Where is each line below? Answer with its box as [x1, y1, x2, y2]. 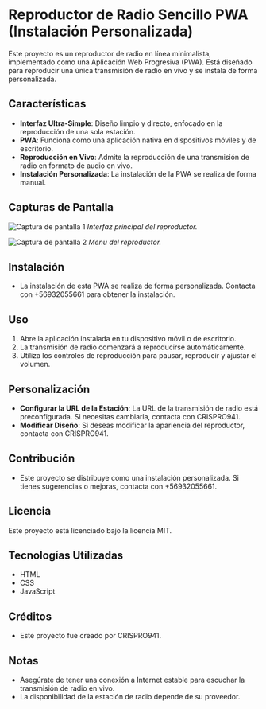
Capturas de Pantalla [8, 201, 114, 214]
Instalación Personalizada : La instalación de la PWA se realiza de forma [19, 169, 256, 178]
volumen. [19, 360, 51, 369]
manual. [19, 177, 46, 187]
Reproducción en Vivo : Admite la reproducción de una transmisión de [19, 152, 250, 162]
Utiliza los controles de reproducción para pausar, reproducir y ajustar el [19, 351, 257, 360]
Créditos [8, 610, 52, 623]
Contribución [8, 452, 75, 466]
